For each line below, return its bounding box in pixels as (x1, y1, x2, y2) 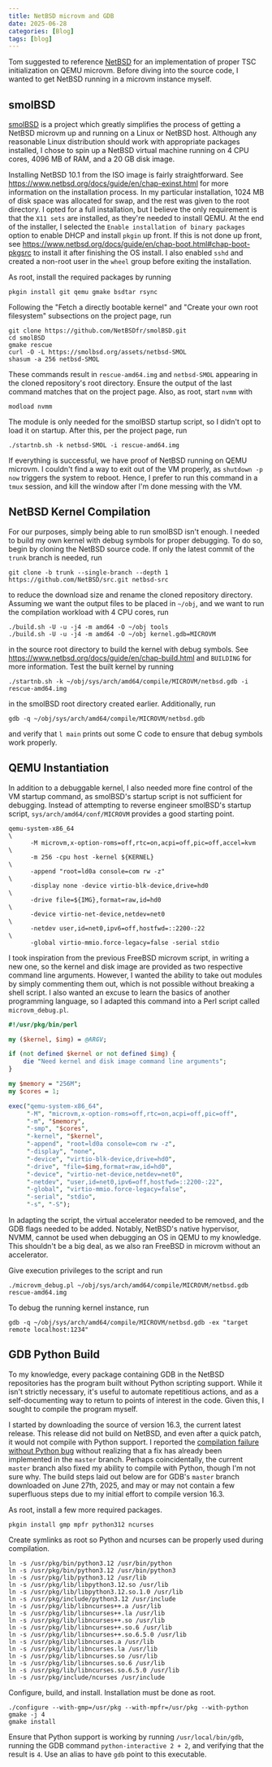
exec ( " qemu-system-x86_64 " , (8, 1101, 104, 1110)
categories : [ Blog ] (8, 27, 75, 35)
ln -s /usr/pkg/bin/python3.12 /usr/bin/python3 (8, 1566, 176, 1575)
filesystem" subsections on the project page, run (8, 311, 172, 321)
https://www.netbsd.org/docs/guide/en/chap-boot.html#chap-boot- (22, 240, 250, 249)
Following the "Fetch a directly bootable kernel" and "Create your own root (8, 302, 258, 312)
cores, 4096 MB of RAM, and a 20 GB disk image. (8, 154, 175, 164)
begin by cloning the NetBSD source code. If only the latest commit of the (8, 543, 255, 554)
